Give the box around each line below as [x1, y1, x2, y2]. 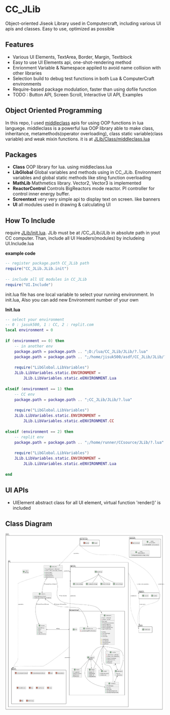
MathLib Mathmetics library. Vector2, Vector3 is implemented [12, 180, 142, 186]
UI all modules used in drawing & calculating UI [12, 202, 111, 208]
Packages [5, 150, 37, 159]
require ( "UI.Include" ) [5, 282, 53, 287]
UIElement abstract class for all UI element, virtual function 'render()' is [12, 499, 161, 505]
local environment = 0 [5, 328, 53, 333]
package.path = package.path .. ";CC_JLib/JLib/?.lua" [14, 397, 133, 402]
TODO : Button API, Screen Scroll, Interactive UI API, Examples [12, 91, 143, 97]
